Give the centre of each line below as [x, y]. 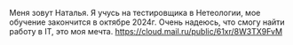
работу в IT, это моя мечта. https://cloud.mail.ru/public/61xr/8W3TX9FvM [146, 31]
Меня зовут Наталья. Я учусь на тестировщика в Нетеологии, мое [135, 13]
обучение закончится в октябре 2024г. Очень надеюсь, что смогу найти [147, 22]
